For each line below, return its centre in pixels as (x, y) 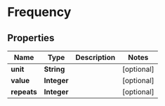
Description (95, 58)
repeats (24, 92)
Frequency (39, 12)
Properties (31, 38)
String (54, 69)
